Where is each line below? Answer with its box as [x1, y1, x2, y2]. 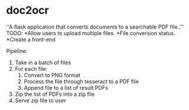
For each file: [14, 65, 48, 72]
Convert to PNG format [23, 71, 81, 78]
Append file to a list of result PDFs [23, 84, 108, 91]
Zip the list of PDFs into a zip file [14, 90, 95, 98]
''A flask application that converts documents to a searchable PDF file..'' [6, 23, 184, 30]
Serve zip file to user [14, 96, 66, 104]
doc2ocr [6, 4, 49, 17]
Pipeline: [6, 47, 28, 54]
